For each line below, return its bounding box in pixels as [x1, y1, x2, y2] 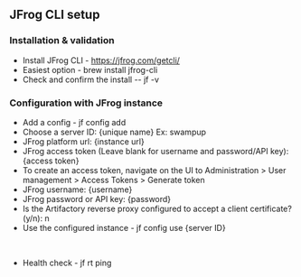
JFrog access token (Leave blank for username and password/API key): [22, 145, 289, 156]
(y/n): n [22, 212, 50, 224]
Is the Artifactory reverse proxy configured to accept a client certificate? [22, 203, 292, 214]
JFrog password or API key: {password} [22, 193, 172, 204]
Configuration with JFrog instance [9, 97, 164, 109]
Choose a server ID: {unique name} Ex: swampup [22, 126, 206, 137]
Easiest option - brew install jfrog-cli [22, 64, 158, 75]
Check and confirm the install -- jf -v [22, 74, 160, 85]
